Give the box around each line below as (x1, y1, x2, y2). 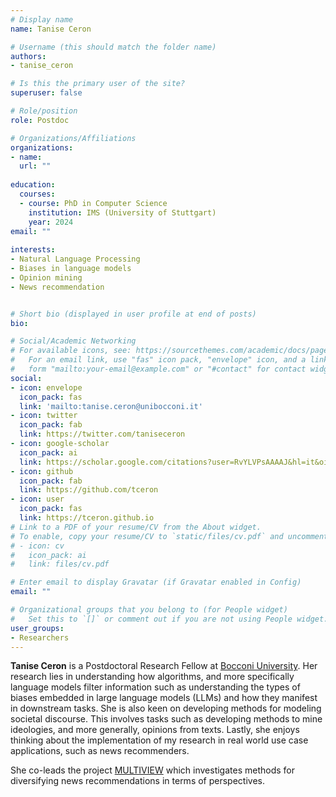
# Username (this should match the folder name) (10, 42, 217, 52)
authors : (10, 51, 47, 61)
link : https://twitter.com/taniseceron (19, 429, 186, 440)
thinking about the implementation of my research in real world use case (10, 734, 309, 746)
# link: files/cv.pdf (10, 559, 110, 570)
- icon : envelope (10, 382, 83, 393)
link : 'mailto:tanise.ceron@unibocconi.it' (19, 401, 203, 411)
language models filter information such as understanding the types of (10, 681, 301, 693)
